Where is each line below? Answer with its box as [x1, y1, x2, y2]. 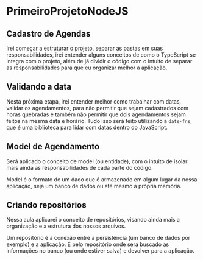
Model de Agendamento [6, 141, 100, 152]
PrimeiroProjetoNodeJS [6, 4, 129, 18]
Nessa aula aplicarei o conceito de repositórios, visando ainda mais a [6, 216, 180, 223]
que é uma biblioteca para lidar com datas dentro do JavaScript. [6, 124, 168, 131]
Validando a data [6, 82, 72, 92]
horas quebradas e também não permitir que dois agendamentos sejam [6, 111, 186, 118]
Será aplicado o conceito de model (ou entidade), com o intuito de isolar [6, 157, 188, 165]
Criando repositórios [6, 200, 87, 211]
